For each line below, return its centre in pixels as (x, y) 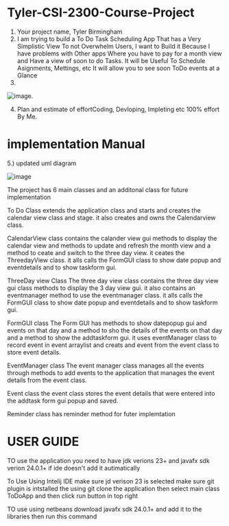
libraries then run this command (52, 516)
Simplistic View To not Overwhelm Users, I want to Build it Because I (113, 46)
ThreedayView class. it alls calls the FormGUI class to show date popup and (114, 260)
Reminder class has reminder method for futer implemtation (92, 414)
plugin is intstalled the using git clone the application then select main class (113, 488)
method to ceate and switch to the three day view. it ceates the (96, 252)
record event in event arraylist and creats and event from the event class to (113, 345)
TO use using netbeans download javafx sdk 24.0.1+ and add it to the (105, 509)
